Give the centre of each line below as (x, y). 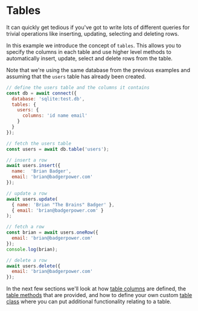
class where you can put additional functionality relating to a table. (89, 302)
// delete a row (27, 260)
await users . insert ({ (34, 166)
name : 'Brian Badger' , (41, 171)
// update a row (27, 193)
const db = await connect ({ (42, 93)
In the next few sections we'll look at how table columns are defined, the (96, 289)
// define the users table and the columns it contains (78, 87)
